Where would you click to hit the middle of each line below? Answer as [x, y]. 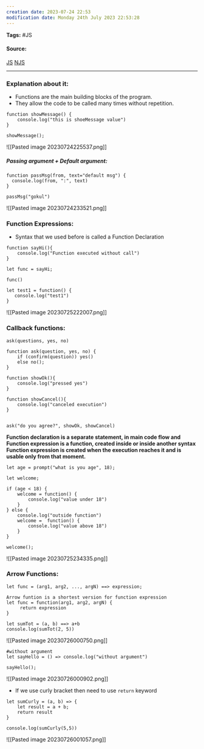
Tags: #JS [19, 35]
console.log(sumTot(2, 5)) [40, 629]
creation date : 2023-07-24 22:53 [49, 12]
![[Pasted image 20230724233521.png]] [57, 208]
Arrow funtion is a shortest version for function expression [87, 597]
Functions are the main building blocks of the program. [84, 97]
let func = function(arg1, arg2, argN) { [59, 602]
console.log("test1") [42, 296]
